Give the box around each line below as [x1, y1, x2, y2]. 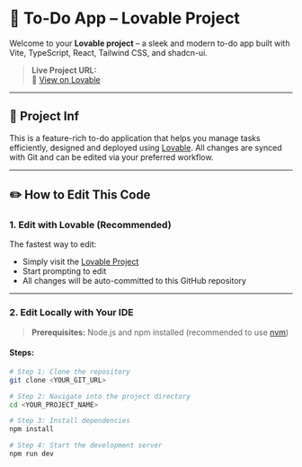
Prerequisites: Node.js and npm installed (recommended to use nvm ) [31, 327, 289, 338]
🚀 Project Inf [9, 109, 79, 124]
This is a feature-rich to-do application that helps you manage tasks [9, 132, 261, 143]
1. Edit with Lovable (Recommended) [9, 219, 173, 232]
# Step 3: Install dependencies [9, 417, 130, 426]
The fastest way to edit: [9, 239, 97, 250]
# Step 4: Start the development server [9, 441, 164, 450]
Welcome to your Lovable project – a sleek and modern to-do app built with [9, 38, 290, 48]
